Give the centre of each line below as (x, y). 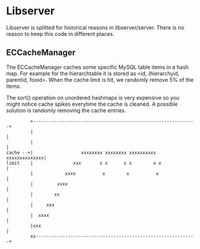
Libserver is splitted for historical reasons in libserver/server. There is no (95, 27)
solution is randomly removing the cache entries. (66, 110)
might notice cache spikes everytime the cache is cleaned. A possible (92, 104)
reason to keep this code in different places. (60, 33)
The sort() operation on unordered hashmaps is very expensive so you (93, 97)
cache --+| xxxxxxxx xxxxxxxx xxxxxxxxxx (81, 153)
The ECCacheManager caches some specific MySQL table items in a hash (98, 67)
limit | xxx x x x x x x (84, 163)
